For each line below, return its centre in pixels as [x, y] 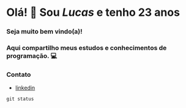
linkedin [25, 88]
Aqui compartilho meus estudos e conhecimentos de [87, 48]
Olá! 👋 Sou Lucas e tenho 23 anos [93, 13]
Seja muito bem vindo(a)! [44, 32]
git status [20, 99]
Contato [19, 74]
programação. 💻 [32, 56]
